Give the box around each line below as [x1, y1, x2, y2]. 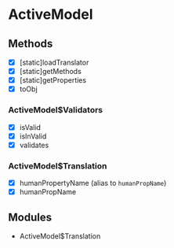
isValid [19, 122, 42, 131]
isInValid [19, 131, 47, 141]
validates [19, 140, 49, 150]
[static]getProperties [19, 76, 87, 85]
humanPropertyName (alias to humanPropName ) [19, 179, 167, 188]
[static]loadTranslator [19, 57, 89, 67]
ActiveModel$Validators [8, 105, 103, 116]
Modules [8, 210, 53, 224]
